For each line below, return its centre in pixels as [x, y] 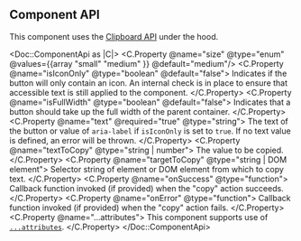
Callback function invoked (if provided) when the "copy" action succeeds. [146, 188]
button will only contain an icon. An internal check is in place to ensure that [149, 83]
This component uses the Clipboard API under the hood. [114, 36]
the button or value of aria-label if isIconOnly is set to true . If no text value [150, 131]
